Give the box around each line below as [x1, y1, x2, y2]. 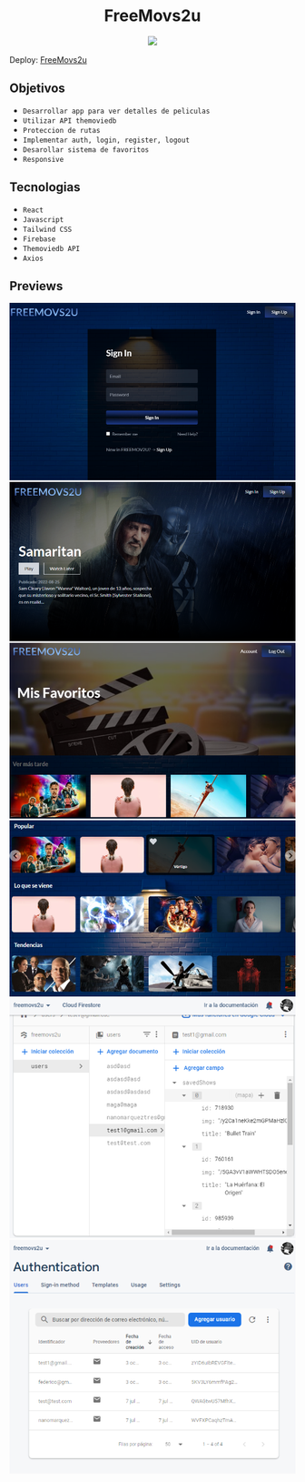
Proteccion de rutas [22, 126, 101, 135]
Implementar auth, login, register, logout [22, 136, 191, 145]
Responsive [22, 155, 64, 164]
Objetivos [9, 81, 65, 96]
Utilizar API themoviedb [22, 116, 117, 126]
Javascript [22, 215, 64, 224]
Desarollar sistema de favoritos [22, 145, 150, 155]
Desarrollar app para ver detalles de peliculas [22, 106, 211, 116]
